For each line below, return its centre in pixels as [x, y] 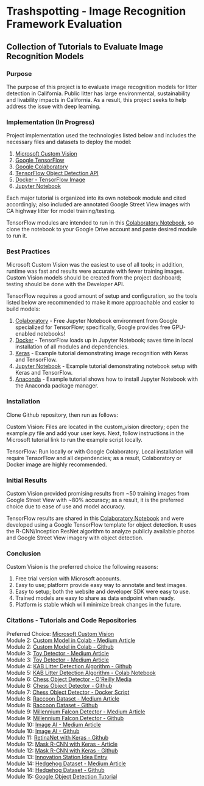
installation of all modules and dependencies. [72, 347]
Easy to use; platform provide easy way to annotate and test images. [101, 585]
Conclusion [24, 553]
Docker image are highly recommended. [57, 464]
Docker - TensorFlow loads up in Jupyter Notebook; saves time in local [104, 341]
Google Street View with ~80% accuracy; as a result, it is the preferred [95, 500]
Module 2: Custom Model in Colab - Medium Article [71, 640]
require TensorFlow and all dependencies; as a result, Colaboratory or [94, 458]
